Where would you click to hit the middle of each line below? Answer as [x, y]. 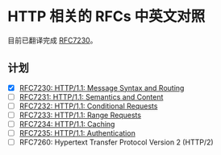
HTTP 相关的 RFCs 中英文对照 [106, 16]
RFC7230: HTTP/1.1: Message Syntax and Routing [102, 88]
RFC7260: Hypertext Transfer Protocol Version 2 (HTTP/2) [117, 142]
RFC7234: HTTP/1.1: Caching [67, 124]
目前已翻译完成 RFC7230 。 [52, 40]
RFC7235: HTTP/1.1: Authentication [77, 133]
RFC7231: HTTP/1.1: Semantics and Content [91, 96]
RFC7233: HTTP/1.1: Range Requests [80, 115]
